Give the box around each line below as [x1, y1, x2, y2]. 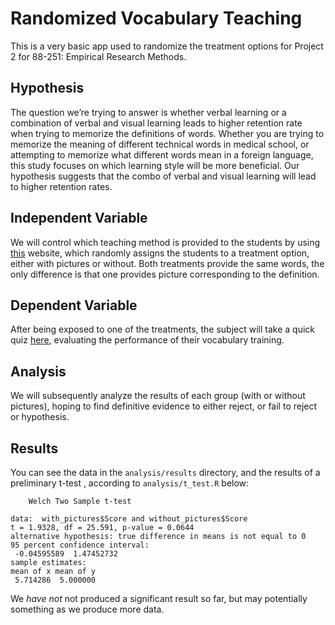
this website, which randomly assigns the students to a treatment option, [10, 247, 310, 259]
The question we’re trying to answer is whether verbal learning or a [10, 106, 287, 118]
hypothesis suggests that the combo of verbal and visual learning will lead [10, 170, 317, 182]
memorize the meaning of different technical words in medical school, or [10, 138, 310, 150]
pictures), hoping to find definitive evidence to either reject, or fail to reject [10, 400, 318, 412]
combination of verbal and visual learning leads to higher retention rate [10, 117, 303, 129]
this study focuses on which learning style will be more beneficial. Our [10, 159, 300, 171]
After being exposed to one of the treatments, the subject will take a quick [10, 323, 316, 336]
